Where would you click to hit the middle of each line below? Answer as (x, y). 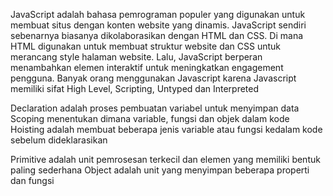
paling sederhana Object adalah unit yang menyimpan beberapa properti (160, 170)
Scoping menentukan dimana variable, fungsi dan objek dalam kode (150, 118)
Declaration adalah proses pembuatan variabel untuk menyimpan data (155, 108)
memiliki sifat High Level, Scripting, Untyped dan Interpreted (135, 88)
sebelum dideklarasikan (59, 140)
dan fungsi (32, 180)
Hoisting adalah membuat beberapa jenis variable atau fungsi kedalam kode (166, 129)
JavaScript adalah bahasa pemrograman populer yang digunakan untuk (158, 14)
